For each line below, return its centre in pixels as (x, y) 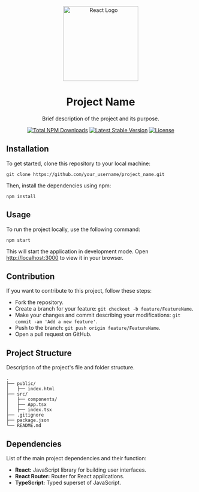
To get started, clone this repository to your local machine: (79, 163)
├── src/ (17, 394)
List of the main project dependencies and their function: (76, 458)
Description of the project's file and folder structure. (70, 368)
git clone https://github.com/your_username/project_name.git (85, 174)
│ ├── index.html (31, 389)
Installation (28, 149)
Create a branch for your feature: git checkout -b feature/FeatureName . (104, 309)
